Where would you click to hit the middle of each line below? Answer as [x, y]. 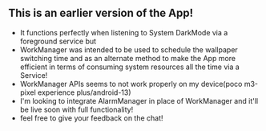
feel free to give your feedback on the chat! [91, 118]
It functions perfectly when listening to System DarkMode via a [124, 32]
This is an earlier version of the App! [101, 13]
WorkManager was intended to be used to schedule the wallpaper [129, 49]
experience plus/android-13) [84, 92]
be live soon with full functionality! [77, 109]
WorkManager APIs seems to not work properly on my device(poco [131, 84]
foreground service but [58, 41]
